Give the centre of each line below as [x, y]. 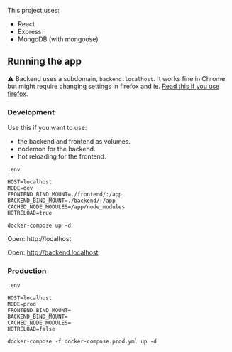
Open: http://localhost [39, 239]
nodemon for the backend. [56, 149]
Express [29, 32]
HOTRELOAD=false [31, 329]
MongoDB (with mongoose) [58, 39]
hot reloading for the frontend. [62, 156]
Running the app [44, 62]
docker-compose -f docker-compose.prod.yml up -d [82, 342]
